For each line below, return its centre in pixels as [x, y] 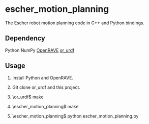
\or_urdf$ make [28, 97]
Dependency [25, 38]
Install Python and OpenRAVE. [43, 78]
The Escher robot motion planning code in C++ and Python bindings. [75, 23]
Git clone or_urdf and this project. [46, 87]
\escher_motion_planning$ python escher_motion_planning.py [75, 116]
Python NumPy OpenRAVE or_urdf [40, 50]
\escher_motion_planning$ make [45, 106]
